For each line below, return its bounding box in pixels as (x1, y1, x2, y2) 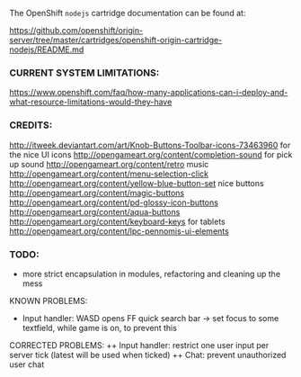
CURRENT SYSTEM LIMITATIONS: (9, 67, 160, 79)
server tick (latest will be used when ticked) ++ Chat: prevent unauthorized (9, 349, 287, 360)
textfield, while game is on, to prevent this (22, 322, 178, 333)
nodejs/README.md (9, 44, 84, 55)
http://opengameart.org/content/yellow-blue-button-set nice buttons (9, 177, 264, 188)
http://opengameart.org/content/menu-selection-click (9, 168, 209, 179)
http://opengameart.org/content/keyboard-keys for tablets (9, 216, 226, 227)
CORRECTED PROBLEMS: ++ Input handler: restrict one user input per (9, 339, 270, 350)
